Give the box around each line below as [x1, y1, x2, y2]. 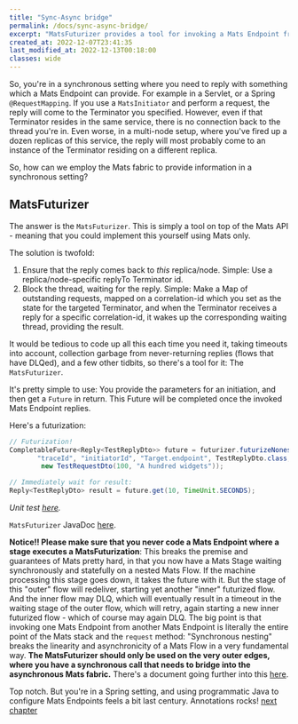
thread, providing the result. [21, 321, 124, 331]
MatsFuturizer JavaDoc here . [9, 520, 117, 530]
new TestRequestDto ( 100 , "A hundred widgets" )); [41, 462, 224, 471]
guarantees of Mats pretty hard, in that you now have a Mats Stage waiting [9, 556, 282, 567]
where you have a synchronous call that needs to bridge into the [9, 659, 251, 671]
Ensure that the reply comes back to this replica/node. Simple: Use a [21, 264, 273, 275]
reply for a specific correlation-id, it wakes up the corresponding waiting [21, 312, 287, 322]
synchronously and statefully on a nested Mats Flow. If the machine [9, 565, 255, 576]
